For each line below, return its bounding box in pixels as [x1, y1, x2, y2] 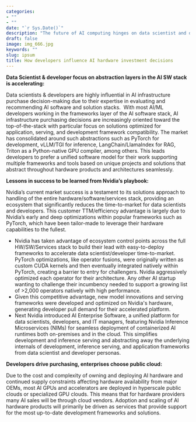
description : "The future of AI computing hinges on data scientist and [6, 30, 187, 36]
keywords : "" [6, 47, 38, 53]
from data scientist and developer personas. [14, 349, 121, 356]
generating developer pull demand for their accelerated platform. [14, 306, 171, 313]
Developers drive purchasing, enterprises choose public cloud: [6, 361, 162, 368]
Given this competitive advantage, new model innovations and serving [14, 293, 184, 300]
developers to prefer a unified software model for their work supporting [6, 153, 178, 160]
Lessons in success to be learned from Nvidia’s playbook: [6, 177, 149, 184]
